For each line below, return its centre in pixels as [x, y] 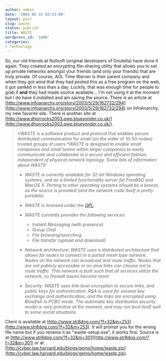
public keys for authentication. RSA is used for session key [85, 291]
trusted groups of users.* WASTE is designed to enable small [79, 144]
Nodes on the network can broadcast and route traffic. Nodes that [93, 260]
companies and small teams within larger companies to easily [81, 149]
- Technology [19, 47]
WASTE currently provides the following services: [75, 215]
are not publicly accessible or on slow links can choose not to [88, 265]
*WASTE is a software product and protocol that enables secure [83, 133]
